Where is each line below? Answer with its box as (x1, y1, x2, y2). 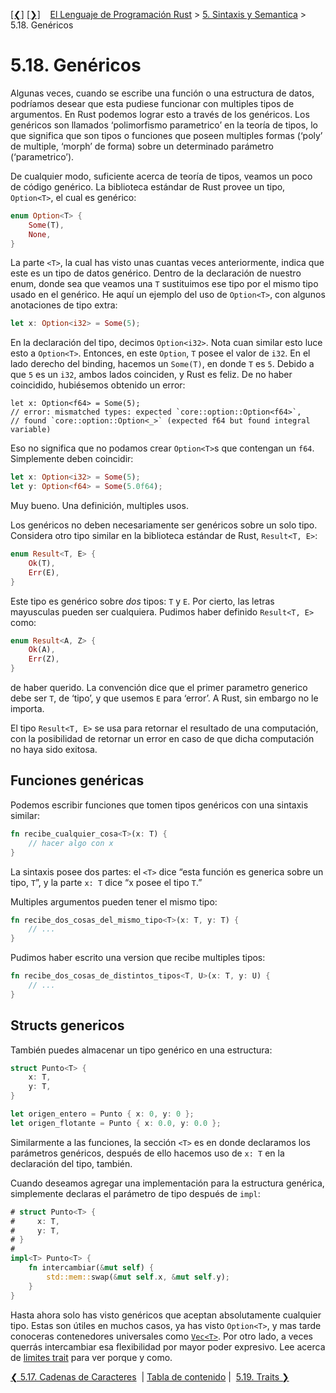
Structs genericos (10, 1017, 125, 1034)
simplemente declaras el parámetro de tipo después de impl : (10, 1187, 261, 1199)
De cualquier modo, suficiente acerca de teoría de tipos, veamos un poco (10, 170, 313, 182)
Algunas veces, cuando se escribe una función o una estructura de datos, (10, 87, 315, 99)
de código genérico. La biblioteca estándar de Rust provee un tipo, (10, 180, 286, 193)
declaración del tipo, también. (10, 1157, 133, 1169)
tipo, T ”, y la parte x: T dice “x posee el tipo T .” (10, 876, 203, 888)
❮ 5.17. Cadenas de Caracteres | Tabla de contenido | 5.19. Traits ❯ (10, 1370, 290, 1383)
